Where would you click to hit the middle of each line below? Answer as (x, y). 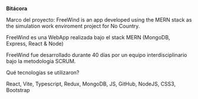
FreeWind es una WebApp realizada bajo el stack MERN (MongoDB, (88, 37)
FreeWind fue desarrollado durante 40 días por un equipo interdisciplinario (97, 55)
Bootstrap (18, 90)
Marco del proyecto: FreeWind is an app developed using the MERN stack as (99, 20)
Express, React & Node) (35, 44)
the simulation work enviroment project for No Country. (73, 26)
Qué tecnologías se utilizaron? (43, 72)
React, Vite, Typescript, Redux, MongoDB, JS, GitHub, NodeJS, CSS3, (91, 84)
